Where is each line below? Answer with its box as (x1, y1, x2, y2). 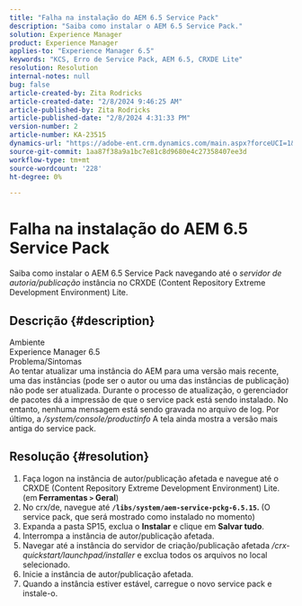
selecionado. (22, 559, 70, 570)
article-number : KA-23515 (9, 131, 106, 140)
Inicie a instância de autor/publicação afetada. (22, 568, 194, 579)
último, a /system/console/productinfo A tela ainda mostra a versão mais (9, 413, 279, 424)
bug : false (9, 80, 50, 89)
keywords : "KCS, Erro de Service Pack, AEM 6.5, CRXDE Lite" (9, 55, 244, 64)
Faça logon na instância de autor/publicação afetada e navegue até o (22, 473, 279, 484)
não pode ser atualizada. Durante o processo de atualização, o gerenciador (9, 384, 289, 395)
